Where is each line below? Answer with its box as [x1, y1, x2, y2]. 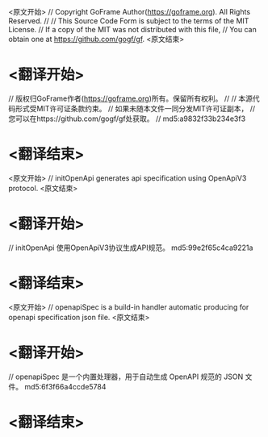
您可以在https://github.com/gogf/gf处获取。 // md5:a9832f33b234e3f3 [8, 114, 246, 123]
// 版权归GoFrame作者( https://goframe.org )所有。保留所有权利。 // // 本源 [8, 94, 253, 103]
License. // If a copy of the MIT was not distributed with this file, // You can [8, 25, 257, 34]
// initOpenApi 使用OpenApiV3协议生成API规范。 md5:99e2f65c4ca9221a [8, 243, 253, 252]
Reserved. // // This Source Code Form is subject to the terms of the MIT [8, 16, 249, 26]
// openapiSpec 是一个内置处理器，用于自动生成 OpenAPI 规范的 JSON [8, 372, 244, 381]
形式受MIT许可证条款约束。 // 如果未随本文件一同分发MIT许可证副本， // [15, 103, 256, 113]
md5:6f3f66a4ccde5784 [23, 381, 107, 391]
